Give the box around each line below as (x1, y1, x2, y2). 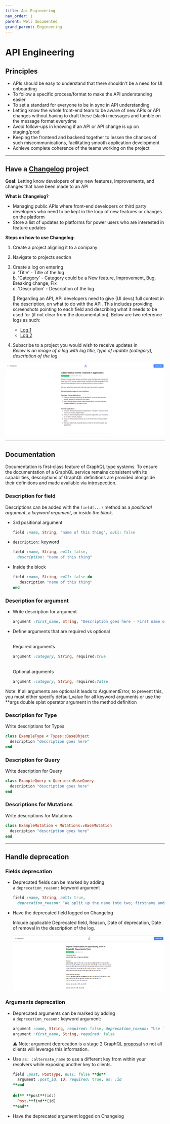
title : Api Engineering (5, 8, 56, 13)
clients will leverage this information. (12, 1046, 89, 1052)
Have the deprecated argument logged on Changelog (12, 1113, 124, 1119)
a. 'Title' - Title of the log (12, 270, 65, 276)
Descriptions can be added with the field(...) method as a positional (5, 504, 152, 510)
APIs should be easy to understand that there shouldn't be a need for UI (12, 80, 163, 86)
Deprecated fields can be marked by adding (12, 879, 105, 885)
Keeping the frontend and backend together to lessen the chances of (12, 135, 157, 141)
